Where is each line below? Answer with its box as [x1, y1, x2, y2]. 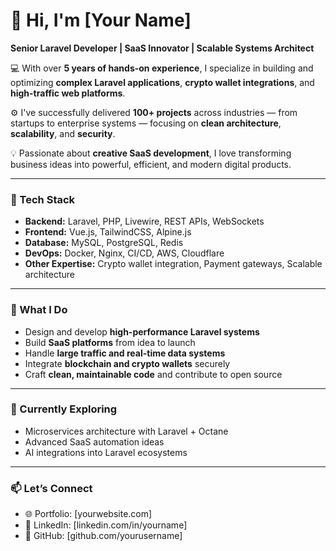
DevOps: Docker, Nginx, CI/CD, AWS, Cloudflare [24, 247, 225, 259]
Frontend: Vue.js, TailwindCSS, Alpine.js [24, 226, 192, 238]
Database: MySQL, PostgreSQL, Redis [24, 237, 184, 249]
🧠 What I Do [10, 303, 68, 317]
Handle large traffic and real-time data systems [24, 347, 226, 359]
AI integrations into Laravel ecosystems [24, 446, 188, 458]
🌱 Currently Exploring [10, 402, 118, 416]
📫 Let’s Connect [10, 481, 93, 495]
